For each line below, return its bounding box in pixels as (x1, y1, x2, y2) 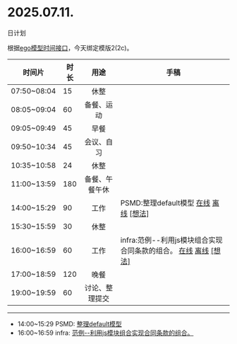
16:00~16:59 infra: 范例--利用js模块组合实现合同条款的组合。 (17, 328, 194, 337)
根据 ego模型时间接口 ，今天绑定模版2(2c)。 (7, 43, 133, 52)
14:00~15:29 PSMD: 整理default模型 (17, 319, 122, 328)
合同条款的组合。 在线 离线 (120, 246, 209, 256)
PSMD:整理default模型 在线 (120, 197, 211, 207)
